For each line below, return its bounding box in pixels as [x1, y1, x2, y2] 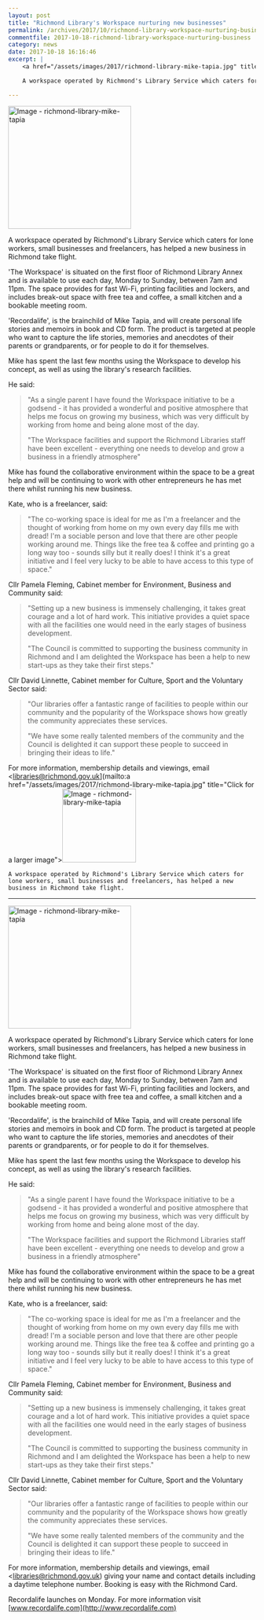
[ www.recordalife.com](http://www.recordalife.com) [8, 1603, 177, 1612]
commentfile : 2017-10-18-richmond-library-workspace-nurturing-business [8, 33, 251, 42]
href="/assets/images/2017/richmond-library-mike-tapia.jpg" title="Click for [8, 779, 255, 789]
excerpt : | [8, 56, 44, 64]
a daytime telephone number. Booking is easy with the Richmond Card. [8, 1579, 238, 1589]
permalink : [8, 26, 44, 34]
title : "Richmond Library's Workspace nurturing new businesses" [8, 19, 226, 27]
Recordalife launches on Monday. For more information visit [8, 1594, 202, 1604]
